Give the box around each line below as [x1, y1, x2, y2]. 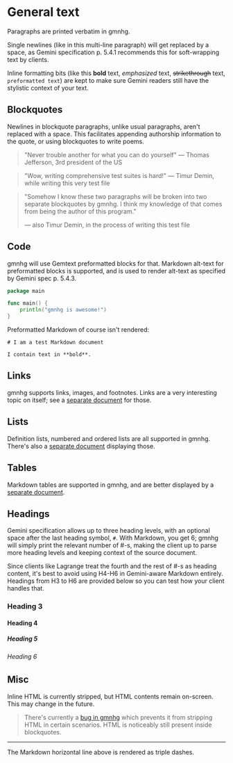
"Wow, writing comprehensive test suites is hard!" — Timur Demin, [24, 171, 215, 179]
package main [7, 287, 45, 294]
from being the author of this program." [24, 207, 137, 216]
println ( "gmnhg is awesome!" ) [19, 307, 107, 314]
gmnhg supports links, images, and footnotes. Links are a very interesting [7, 388, 217, 396]
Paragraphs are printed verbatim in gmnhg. [7, 27, 130, 35]
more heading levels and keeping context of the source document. [7, 549, 198, 557]
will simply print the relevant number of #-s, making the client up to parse [7, 541, 217, 549]
